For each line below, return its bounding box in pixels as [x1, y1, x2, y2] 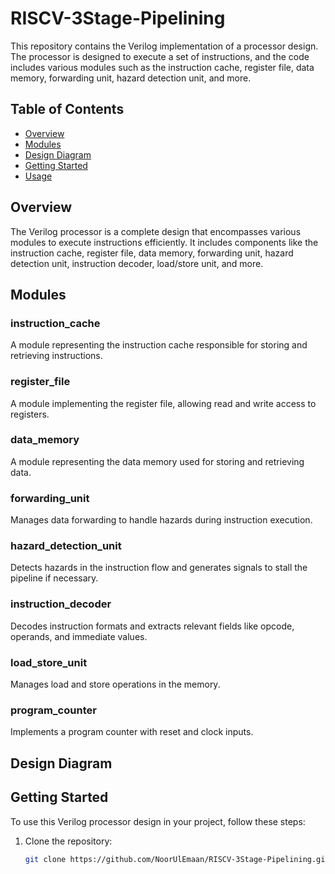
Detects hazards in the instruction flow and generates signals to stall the [10, 562, 308, 574]
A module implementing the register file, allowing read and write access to [10, 397, 317, 409]
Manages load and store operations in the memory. [10, 678, 221, 691]
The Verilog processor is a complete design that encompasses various [10, 225, 302, 237]
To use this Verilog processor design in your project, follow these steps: [10, 815, 306, 827]
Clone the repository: [24, 835, 113, 847]
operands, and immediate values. [10, 630, 148, 642]
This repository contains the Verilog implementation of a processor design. [10, 40, 319, 52]
